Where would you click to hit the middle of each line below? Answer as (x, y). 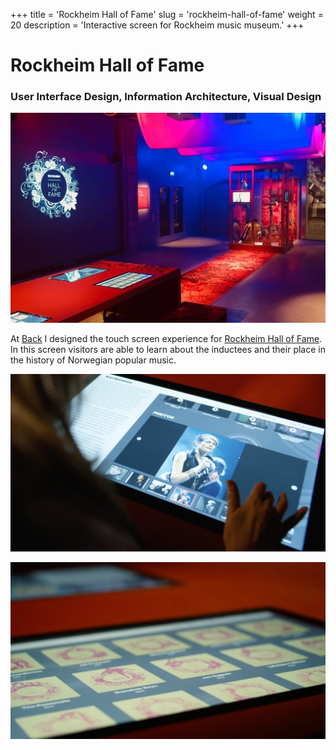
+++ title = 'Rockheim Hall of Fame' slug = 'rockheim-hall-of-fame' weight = (167, 14)
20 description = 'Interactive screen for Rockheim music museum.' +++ (157, 25)
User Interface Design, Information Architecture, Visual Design (166, 97)
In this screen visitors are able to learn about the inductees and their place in (168, 350)
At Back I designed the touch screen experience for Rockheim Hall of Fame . (166, 339)
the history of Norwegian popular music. (93, 360)
